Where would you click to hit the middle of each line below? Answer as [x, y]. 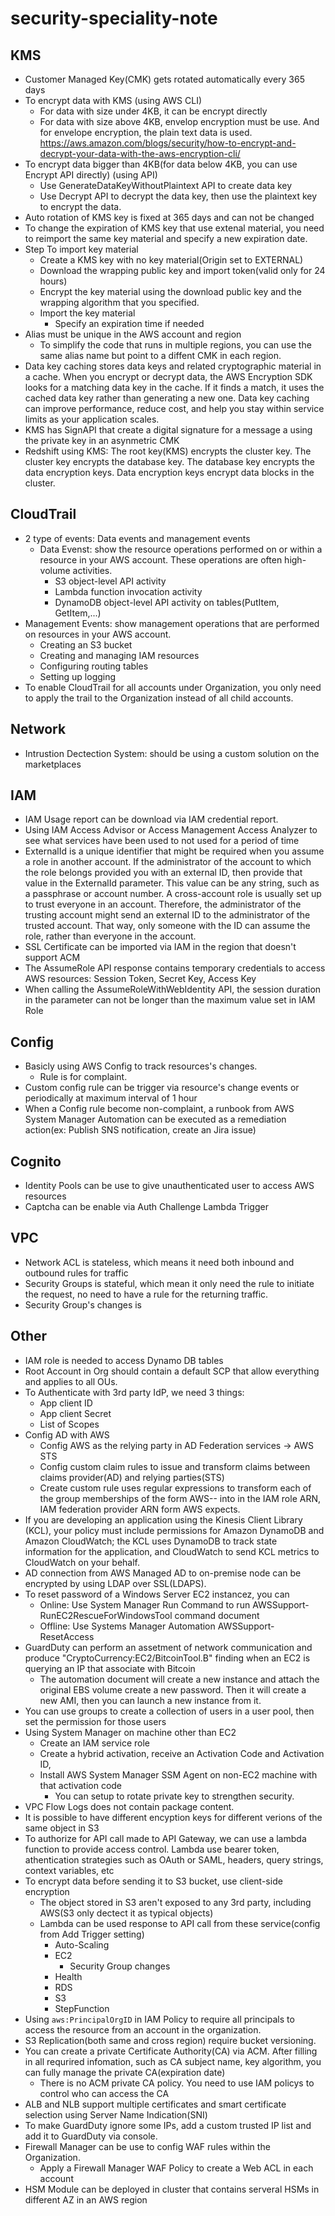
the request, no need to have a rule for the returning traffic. [146, 1294]
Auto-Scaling [82, 1944]
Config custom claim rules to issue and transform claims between [175, 1466]
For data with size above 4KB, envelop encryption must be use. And [179, 121]
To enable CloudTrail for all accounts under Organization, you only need [173, 687]
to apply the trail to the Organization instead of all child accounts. [159, 698]
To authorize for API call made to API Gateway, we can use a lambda [165, 1838]
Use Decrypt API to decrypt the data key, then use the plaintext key [178, 196]
